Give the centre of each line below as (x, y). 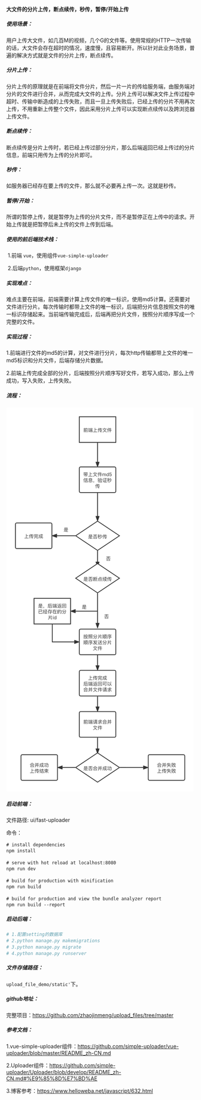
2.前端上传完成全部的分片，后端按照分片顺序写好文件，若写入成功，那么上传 (100, 373)
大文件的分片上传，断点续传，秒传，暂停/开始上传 (68, 9)
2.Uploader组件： (28, 1065)
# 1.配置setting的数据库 (34, 935)
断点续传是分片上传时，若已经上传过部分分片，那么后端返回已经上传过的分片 (100, 147)
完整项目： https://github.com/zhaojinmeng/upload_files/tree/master (90, 1015)
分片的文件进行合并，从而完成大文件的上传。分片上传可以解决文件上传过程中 (100, 94)
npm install (21, 851)
